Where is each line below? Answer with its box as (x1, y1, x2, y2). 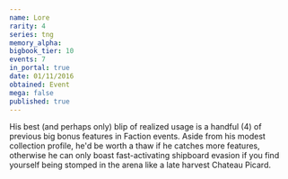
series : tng (9, 30, 54, 39)
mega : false (9, 88, 54, 97)
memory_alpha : (9, 38, 63, 48)
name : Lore (9, 13, 50, 22)
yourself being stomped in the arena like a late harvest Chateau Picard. (9, 159, 272, 171)
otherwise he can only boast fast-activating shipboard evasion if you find (9, 150, 280, 161)
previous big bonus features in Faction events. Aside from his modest (9, 131, 266, 142)
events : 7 (9, 55, 47, 64)
